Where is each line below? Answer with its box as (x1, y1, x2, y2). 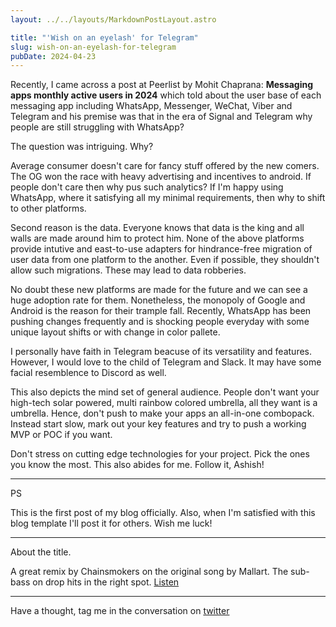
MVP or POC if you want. (10, 429, 113, 441)
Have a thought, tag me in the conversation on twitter (10, 605, 230, 617)
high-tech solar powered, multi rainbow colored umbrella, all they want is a (10, 397, 318, 409)
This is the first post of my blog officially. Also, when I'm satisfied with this (10, 507, 316, 519)
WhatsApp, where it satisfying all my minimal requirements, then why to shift (10, 192, 326, 204)
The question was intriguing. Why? (10, 141, 154, 153)
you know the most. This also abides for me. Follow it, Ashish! (10, 459, 265, 471)
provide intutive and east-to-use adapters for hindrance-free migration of (10, 243, 313, 255)
